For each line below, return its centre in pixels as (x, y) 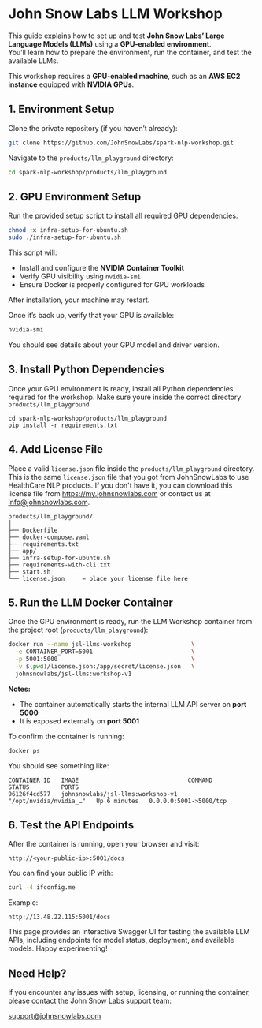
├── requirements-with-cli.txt (59, 565)
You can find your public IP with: (61, 873)
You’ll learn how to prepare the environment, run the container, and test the (130, 52)
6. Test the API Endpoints (71, 825)
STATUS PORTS (44, 787)
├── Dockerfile (33, 530)
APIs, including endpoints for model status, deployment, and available (121, 940)
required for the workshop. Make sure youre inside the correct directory (125, 397)
